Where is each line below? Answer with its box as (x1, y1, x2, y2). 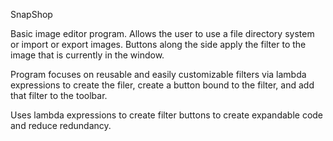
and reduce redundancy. (10, 120, 112, 131)
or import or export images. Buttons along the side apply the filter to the (10, 39, 307, 50)
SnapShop (10, 9, 53, 20)
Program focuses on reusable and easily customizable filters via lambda (10, 69, 307, 80)
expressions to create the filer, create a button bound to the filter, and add (10, 79, 315, 91)
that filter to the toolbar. (10, 90, 108, 101)
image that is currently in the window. (10, 49, 165, 61)
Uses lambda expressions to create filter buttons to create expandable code (10, 109, 324, 121)
